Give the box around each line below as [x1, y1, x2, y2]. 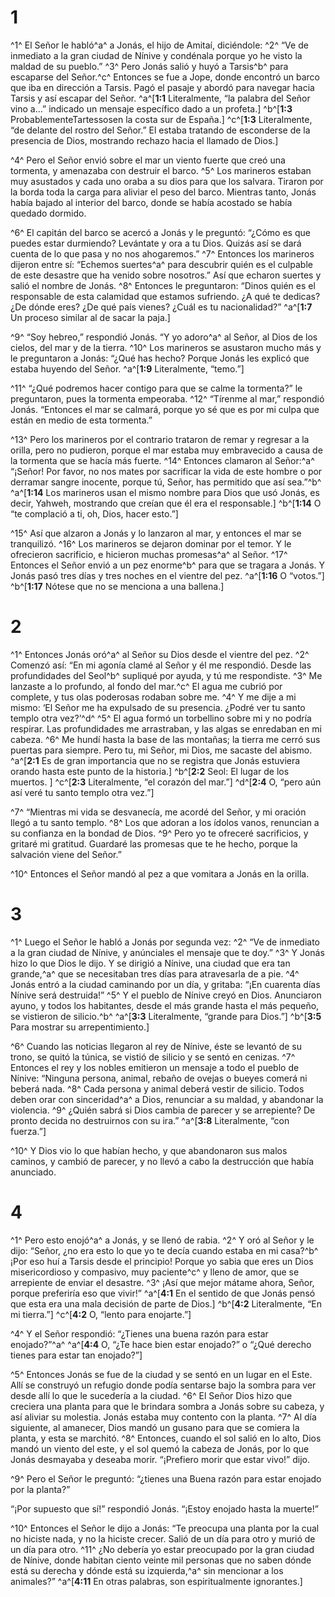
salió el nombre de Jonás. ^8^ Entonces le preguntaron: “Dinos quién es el [10, 279, 316, 291]
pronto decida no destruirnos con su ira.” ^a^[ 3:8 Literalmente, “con [10, 1114, 290, 1126]
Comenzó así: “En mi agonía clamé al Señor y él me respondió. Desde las [10, 659, 312, 671]
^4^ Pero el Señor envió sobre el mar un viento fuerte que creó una [10, 154, 286, 166]
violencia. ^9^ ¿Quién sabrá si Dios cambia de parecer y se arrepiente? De [10, 1104, 316, 1116]
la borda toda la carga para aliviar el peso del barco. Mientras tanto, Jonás [10, 186, 317, 198]
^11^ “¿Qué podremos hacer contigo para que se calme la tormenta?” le [10, 382, 303, 394]
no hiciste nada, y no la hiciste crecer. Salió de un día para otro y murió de [10, 1532, 316, 1545]
